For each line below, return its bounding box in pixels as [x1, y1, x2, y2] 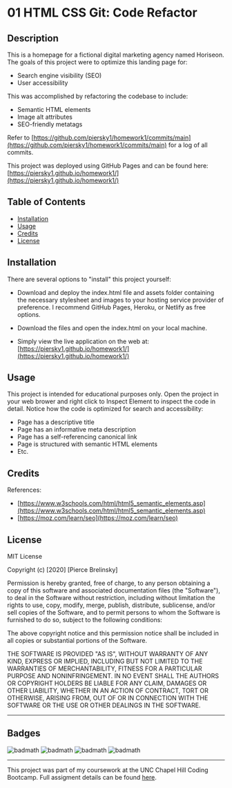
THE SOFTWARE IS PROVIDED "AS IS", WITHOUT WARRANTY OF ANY [7, 650, 209, 658]
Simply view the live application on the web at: [17, 337, 150, 345]
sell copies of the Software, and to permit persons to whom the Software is [7, 608, 221, 617]
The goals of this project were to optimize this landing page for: [7, 58, 188, 66]
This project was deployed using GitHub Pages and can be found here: [7, 162, 209, 170]
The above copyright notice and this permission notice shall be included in [7, 629, 219, 637]
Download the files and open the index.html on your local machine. [17, 323, 208, 332]
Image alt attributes [17, 113, 73, 121]
